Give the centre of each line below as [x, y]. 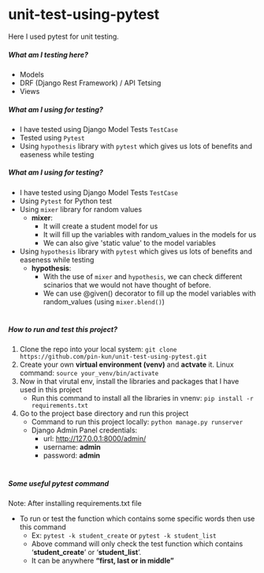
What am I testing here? [48, 55]
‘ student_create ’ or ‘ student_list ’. [86, 552]
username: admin [72, 447]
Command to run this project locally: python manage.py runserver [137, 422]
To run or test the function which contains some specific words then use [137, 518]
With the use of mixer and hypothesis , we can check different [143, 276]
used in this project [51, 390]
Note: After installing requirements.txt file [75, 503]
